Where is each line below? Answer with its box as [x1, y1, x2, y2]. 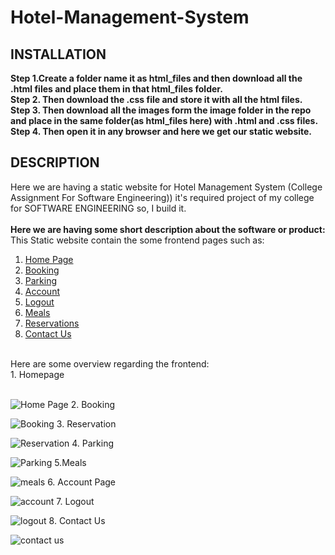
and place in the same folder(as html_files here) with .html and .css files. [10, 115, 319, 126]
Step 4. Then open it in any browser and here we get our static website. [10, 126, 313, 137]
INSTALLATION [10, 46, 107, 63]
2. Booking [70, 398, 116, 410]
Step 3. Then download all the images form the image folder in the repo [10, 104, 312, 116]
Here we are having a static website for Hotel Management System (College [10, 181, 323, 193]
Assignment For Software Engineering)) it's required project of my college [10, 191, 315, 203]
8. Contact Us [48, 514, 106, 526]
